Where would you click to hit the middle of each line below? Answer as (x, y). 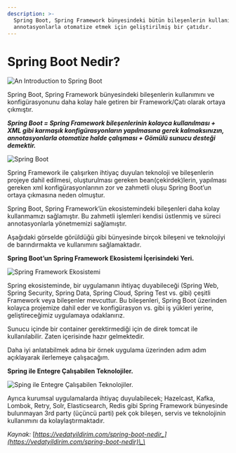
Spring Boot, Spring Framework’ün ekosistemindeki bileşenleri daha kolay (113, 209)
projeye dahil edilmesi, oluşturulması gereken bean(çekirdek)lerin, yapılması (117, 180)
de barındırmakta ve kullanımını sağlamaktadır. (74, 245)
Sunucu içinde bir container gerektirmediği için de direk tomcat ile (103, 329)
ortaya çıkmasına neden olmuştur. (56, 195)
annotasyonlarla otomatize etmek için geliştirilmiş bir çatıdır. (113, 27)
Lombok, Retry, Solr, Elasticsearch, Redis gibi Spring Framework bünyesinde (118, 406)
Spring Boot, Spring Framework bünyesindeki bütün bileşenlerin (110, 20)
